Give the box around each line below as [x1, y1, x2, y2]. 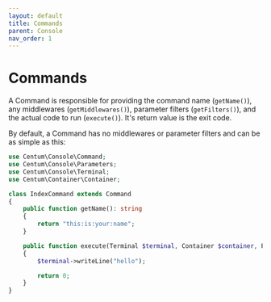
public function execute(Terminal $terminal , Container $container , [23, 241, 258, 250]
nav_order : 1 [8, 34, 52, 43]
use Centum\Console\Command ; [8, 153, 106, 161]
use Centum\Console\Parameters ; [8, 161, 117, 169]
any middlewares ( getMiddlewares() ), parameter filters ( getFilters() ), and [8, 104, 256, 114]
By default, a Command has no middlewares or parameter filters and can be [8, 128, 261, 138]
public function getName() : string [23, 205, 143, 213]
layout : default [8, 11, 63, 20]
